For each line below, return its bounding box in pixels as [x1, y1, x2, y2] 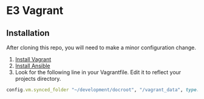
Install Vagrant [15, 56, 52, 63]
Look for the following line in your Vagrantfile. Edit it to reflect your [15, 69, 182, 76]
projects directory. [15, 75, 61, 82]
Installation [6, 28, 50, 38]
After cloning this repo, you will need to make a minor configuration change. [6, 44, 196, 51]
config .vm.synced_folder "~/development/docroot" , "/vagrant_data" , [6, 87, 183, 93]
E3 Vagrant [6, 4, 64, 18]
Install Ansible [15, 62, 50, 69]
